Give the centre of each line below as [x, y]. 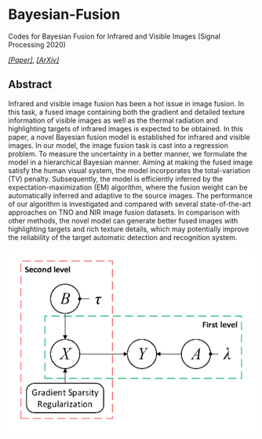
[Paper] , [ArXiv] [34, 60]
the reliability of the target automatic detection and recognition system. [123, 237]
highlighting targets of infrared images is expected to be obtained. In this [126, 128]
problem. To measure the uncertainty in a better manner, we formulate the [127, 153]
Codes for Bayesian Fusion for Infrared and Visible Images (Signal [115, 36]
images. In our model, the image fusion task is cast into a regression [118, 145]
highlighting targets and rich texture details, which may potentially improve [129, 229]
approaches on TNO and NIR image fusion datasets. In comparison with [124, 212]
